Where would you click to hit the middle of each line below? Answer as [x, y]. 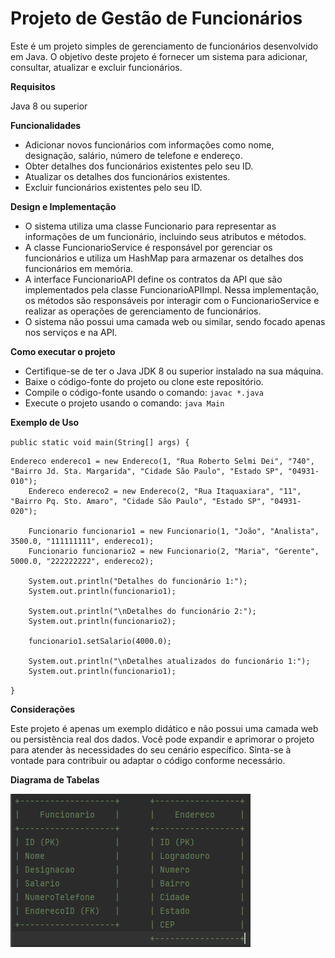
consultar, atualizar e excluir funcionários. [96, 67]
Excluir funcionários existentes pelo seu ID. [113, 187]
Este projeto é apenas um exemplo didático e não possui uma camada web [164, 728]
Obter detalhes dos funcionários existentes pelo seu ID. [139, 166]
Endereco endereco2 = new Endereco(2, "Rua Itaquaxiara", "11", [165, 491]
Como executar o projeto [63, 351]
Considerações [43, 709]
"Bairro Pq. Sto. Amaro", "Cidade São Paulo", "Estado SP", [138, 501]
